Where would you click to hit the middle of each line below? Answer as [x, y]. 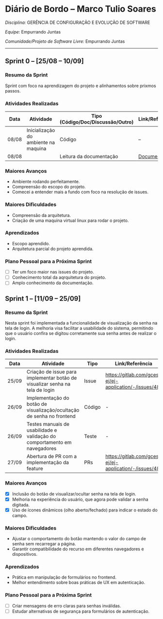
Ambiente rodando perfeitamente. [46, 182]
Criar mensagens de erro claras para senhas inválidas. [66, 606]
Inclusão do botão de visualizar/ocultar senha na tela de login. [74, 494]
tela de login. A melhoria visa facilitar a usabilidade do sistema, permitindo [79, 328]
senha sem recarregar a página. [44, 544]
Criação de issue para [51, 372]
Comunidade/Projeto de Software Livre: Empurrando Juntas [65, 41]
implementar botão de [52, 378]
